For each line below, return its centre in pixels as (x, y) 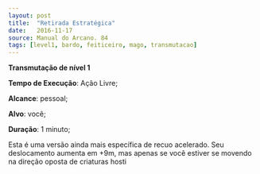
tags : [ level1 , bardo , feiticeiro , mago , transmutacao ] (103, 45)
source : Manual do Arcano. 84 (58, 38)
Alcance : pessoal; (38, 99)
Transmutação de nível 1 (49, 68)
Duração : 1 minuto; (39, 130)
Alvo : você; (27, 114)
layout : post (30, 15)
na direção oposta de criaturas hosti (68, 162)
